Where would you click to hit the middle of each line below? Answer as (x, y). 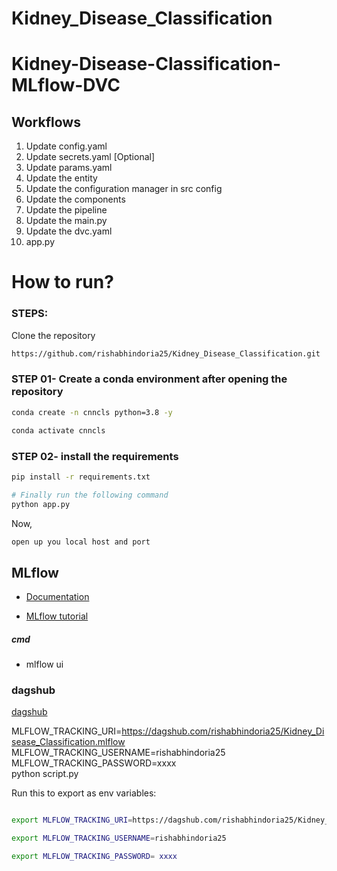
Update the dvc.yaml (69, 231)
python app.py (41, 504)
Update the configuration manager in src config (124, 189)
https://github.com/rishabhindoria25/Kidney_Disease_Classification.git (166, 353)
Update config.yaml (66, 146)
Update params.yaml (69, 168)
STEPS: (30, 314)
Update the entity (61, 178)
